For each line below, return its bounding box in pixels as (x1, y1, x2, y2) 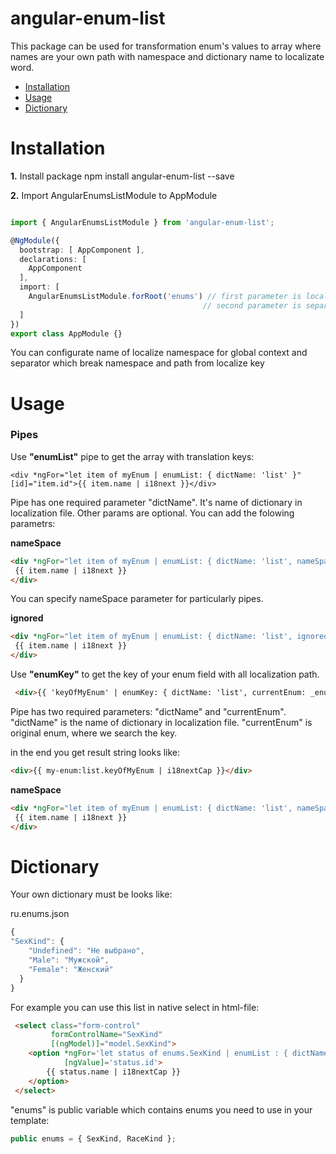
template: (10, 1114, 50, 1126)
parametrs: (10, 517, 56, 529)
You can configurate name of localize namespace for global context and (10, 347, 308, 359)
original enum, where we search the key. (10, 727, 178, 739)
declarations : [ (19, 254, 87, 264)
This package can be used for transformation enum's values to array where (10, 40, 322, 52)
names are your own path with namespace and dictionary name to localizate (10, 50, 325, 62)
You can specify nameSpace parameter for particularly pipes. (10, 593, 264, 605)
